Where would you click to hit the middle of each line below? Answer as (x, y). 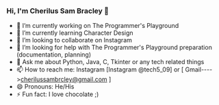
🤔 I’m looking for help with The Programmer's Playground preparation (114, 48)
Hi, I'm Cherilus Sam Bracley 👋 (58, 11)
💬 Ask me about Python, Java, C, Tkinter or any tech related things (110, 62)
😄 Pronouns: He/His (45, 87)
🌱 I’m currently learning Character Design (75, 33)
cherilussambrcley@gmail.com (64, 79)
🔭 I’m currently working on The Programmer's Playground (98, 26)
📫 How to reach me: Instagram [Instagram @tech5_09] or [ (100, 70)
